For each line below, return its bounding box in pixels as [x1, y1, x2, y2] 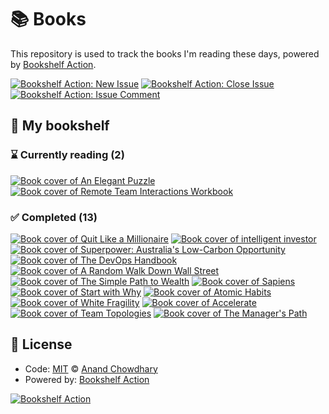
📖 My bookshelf [10, 117, 110, 135]
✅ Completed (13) [10, 210, 98, 224]
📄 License [10, 336, 73, 353]
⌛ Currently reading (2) [10, 148, 125, 162]
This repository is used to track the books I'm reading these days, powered [10, 47, 320, 60]
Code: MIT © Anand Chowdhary [24, 362, 158, 375]
